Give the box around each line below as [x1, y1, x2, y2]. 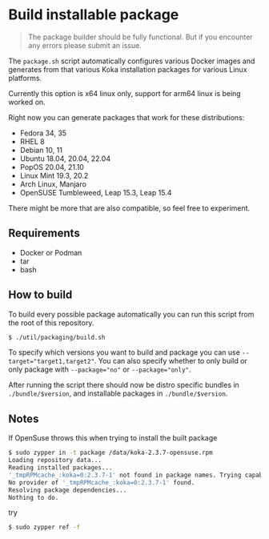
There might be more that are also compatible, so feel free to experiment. [8, 203, 251, 213]
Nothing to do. [8, 493, 59, 501]
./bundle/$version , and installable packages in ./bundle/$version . [8, 388, 228, 398]
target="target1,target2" [8, 358, 94, 366]
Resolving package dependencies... [8, 486, 127, 494]
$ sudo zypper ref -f [8, 523, 81, 532]
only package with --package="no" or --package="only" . [8, 364, 191, 374]
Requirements [8, 227, 80, 240]
